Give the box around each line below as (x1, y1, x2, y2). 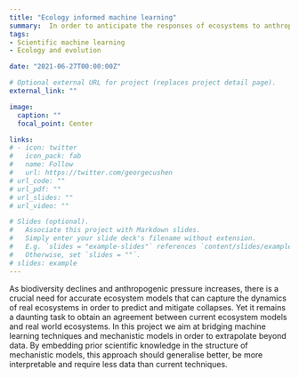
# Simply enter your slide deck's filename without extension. (9, 234, 256, 243)
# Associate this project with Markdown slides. (9, 226, 201, 235)
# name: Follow (9, 160, 74, 169)
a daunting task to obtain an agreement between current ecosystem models (9, 311, 287, 322)
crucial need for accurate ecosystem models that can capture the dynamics (9, 293, 287, 303)
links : (9, 135, 34, 144)
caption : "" (17, 110, 62, 120)
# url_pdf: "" (9, 184, 62, 194)
